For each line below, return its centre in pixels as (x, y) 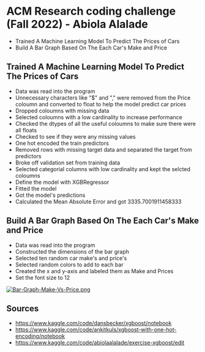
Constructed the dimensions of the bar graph (72, 251)
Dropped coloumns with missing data (62, 111)
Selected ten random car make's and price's (71, 258)
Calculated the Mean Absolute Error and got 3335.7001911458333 (98, 201)
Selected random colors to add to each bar (69, 265)
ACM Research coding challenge (91, 11)
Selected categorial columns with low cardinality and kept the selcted (103, 169)
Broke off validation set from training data (68, 163)
